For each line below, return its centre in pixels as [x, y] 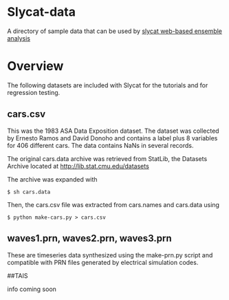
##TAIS [18, 275]
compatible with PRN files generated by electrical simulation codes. [103, 262]
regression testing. [34, 92]
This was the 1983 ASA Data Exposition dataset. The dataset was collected [113, 131]
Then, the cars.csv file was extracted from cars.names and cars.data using [113, 204]
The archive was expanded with [52, 179]
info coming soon [32, 289]
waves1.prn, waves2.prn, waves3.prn [89, 238]
